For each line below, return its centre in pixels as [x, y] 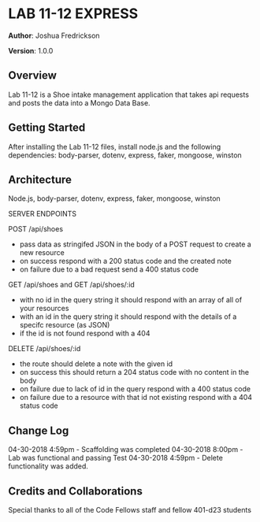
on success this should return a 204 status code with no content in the [134, 372]
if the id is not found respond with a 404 [85, 333]
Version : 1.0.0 [31, 50]
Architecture [40, 179]
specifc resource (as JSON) [65, 325]
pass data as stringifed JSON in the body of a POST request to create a [136, 244]
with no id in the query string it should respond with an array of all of [131, 300]
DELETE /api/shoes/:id [45, 349]
